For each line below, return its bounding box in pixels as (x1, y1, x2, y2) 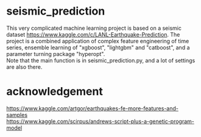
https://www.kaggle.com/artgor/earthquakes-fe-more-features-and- (6, 105, 178, 112)
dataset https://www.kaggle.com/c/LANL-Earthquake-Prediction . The (6, 30, 180, 38)
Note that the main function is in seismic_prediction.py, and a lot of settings (6, 57, 196, 64)
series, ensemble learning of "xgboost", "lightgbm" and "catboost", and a (6, 44, 190, 51)
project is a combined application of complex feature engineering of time (6, 37, 189, 44)
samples (6, 111, 28, 118)
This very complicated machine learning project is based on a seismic (6, 24, 182, 32)
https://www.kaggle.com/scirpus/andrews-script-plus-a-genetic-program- (6, 118, 195, 125)
